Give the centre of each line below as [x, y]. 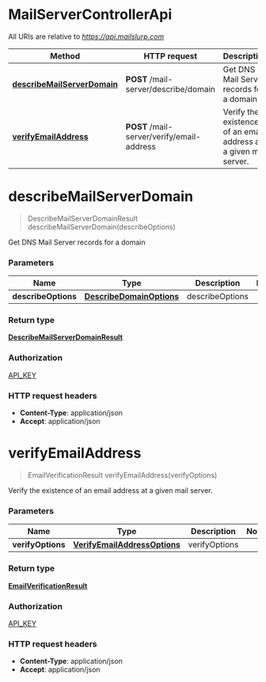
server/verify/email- [163, 136]
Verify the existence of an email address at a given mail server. [110, 491]
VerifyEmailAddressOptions [127, 545]
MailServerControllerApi [90, 15]
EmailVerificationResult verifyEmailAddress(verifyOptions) [122, 475]
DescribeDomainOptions [132, 297]
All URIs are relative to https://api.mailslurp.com [86, 36]
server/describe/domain [171, 89]
